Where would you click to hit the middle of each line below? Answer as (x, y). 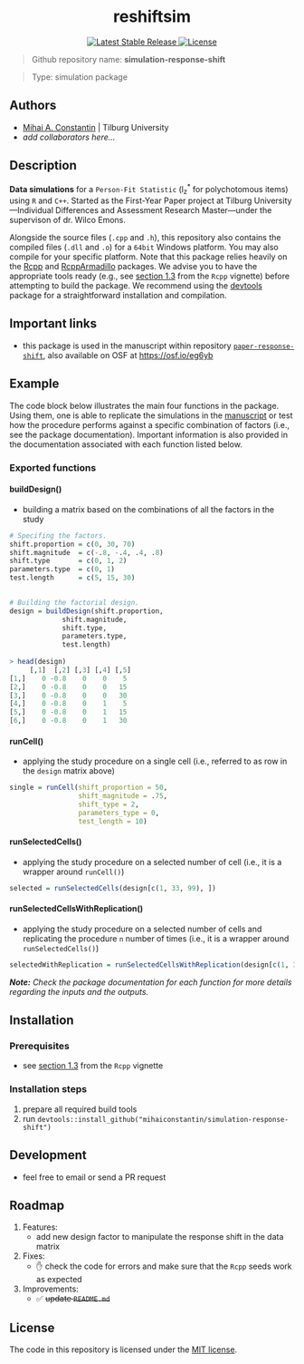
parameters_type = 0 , (119, 813)
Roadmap (37, 1205)
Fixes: (33, 1256)
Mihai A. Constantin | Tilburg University (95, 127)
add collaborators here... (69, 137)
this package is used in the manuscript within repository (127, 346)
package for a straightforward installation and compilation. (118, 296)
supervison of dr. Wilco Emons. (68, 220)
